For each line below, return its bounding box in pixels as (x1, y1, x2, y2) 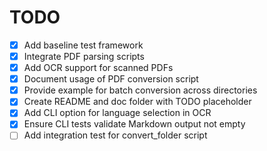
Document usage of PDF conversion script (23, 73, 199, 85)
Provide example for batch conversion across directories (23, 84, 258, 96)
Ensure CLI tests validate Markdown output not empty (23, 118, 246, 130)
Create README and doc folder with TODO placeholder (23, 96, 252, 108)
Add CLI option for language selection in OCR (23, 107, 212, 119)
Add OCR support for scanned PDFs (23, 62, 174, 74)
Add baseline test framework (23, 39, 144, 51)
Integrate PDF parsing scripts (23, 51, 145, 62)
